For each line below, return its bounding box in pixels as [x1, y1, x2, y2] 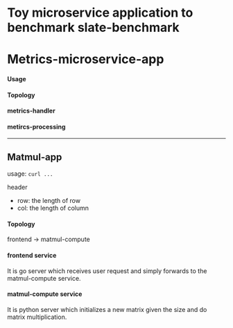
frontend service [7, 251, 57, 259]
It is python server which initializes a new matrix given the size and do [7, 305, 207, 313]
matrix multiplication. [7, 313, 67, 321]
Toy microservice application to [7, 5, 193, 21]
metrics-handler [7, 106, 55, 115]
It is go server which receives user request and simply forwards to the [7, 266, 207, 275]
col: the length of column [17, 204, 89, 213]
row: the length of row [17, 197, 81, 205]
